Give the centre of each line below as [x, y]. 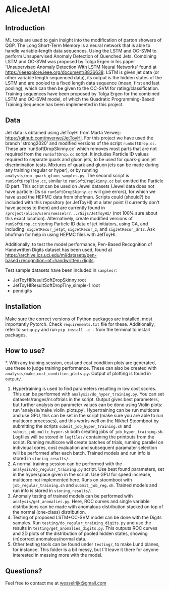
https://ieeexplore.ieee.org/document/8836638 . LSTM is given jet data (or [82, 72]
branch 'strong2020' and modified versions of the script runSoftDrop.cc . [81, 143]
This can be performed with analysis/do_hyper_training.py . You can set [88, 394]
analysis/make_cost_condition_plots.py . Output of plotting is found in [78, 374]
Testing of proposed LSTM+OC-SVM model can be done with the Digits [87, 518]
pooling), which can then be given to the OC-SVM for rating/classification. [82, 88]
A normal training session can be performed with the [67, 464]
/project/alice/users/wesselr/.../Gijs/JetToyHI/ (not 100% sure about [81, 213]
